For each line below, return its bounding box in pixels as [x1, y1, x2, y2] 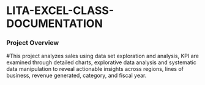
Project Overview [6, 39, 59, 47]
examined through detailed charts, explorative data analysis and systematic [6, 59, 197, 66]
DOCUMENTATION [6, 17, 103, 31]
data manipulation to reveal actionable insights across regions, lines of [6, 65, 184, 73]
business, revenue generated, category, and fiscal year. [6, 72, 147, 79]
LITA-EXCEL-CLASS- [6, 4, 114, 18]
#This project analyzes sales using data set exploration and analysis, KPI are [6, 53, 199, 60]
